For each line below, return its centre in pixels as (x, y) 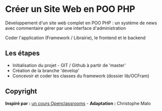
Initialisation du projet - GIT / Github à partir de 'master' (69, 65)
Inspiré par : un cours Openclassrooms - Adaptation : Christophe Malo (78, 103)
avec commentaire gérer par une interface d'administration (66, 28)
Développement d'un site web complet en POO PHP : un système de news (81, 23)
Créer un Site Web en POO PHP (70, 9)
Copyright (21, 91)
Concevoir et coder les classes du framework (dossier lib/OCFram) (81, 76)
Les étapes (23, 53)
